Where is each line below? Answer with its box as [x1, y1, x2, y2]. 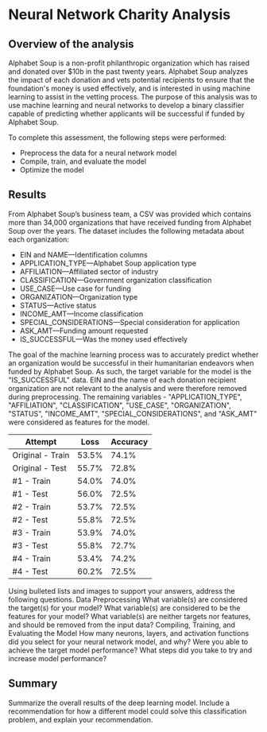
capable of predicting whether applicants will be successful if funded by [8, 109, 245, 118]
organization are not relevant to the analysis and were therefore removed [8, 383, 247, 393]
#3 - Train [12, 527, 52, 538]
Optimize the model [19, 165, 85, 174]
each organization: [8, 234, 70, 244]
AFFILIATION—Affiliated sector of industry [19, 266, 159, 276]
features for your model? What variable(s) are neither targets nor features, [8, 611, 251, 621]
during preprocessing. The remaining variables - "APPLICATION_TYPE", [8, 392, 242, 401]
